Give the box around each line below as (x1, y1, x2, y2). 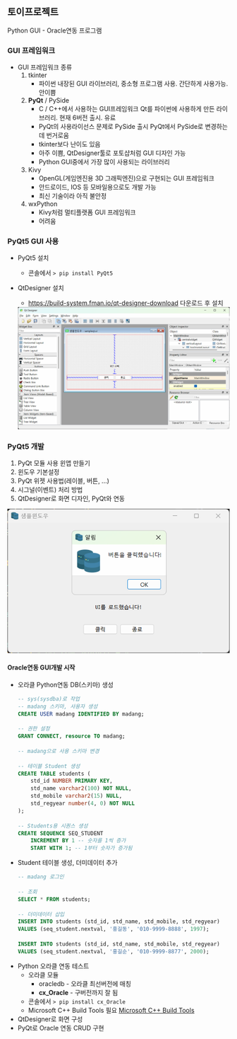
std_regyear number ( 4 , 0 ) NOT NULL (30, 800, 135, 808)
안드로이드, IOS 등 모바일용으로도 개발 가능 (38, 183, 157, 192)
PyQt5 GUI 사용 (7, 236, 59, 246)
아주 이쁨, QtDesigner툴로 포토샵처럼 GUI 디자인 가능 (38, 149, 186, 157)
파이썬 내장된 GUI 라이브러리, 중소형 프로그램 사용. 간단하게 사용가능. (38, 79, 229, 88)
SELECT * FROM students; (17, 895, 91, 903)
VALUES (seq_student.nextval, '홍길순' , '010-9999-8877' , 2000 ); (17, 948, 209, 955)
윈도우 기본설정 (17, 467, 60, 476)
